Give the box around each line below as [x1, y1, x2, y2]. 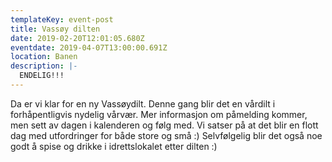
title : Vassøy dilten [10, 24, 101, 34]
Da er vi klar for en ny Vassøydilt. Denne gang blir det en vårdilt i [10, 97, 276, 110]
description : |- [10, 61, 78, 71]
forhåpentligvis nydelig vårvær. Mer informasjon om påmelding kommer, [10, 108, 308, 120]
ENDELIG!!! [19, 71, 65, 81]
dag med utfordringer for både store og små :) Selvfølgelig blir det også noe [10, 129, 323, 141]
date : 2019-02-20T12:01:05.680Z [10, 33, 145, 43]
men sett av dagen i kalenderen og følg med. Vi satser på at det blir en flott [10, 119, 319, 131]
